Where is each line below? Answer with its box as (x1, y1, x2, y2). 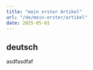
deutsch (6, 42, 38, 52)
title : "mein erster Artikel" (6, 8, 83, 15)
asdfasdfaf (6, 58, 33, 65)
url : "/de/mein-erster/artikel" (6, 14, 88, 20)
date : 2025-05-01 (6, 20, 50, 26)
